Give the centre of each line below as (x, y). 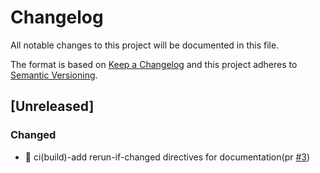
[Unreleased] (52, 106)
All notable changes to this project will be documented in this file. (145, 45)
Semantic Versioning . (54, 75)
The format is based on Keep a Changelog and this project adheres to (154, 64)
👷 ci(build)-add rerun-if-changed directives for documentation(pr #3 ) (167, 157)
